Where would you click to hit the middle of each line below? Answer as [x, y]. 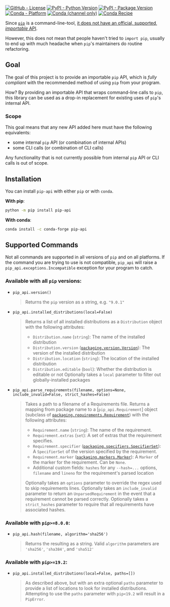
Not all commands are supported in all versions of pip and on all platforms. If [85, 257]
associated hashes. [45, 510]
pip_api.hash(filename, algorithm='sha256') [60, 535]
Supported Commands [42, 245]
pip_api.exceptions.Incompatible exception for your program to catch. [79, 268]
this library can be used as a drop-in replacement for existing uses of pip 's [83, 98]
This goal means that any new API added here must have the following [79, 127]
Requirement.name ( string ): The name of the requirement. [92, 430]
